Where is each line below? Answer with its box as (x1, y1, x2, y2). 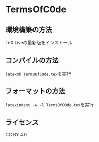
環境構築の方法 (5, 25, 52, 34)
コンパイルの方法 (5, 56, 59, 65)
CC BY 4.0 (5, 132, 27, 138)
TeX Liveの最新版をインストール (5, 40, 72, 45)
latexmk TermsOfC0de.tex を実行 (5, 70, 71, 77)
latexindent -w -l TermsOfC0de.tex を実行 (5, 101, 94, 108)
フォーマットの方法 (5, 87, 65, 96)
